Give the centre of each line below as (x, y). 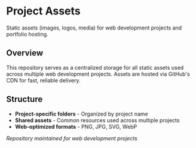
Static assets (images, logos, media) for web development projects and (94, 28)
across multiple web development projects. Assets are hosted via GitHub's (98, 74)
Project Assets (43, 11)
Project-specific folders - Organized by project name (82, 114)
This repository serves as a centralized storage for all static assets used (95, 67)
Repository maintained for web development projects (72, 138)
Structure (25, 100)
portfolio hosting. (27, 34)
